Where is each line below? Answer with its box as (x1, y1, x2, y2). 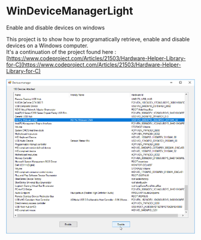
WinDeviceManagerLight (6, 4, 133, 18)
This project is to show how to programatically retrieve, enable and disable (6, 35, 190, 42)
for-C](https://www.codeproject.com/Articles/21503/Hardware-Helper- (6, 61, 181, 68)
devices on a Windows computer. (6, 42, 89, 49)
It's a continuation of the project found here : (6, 48, 117, 55)
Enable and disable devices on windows (6, 24, 105, 31)
